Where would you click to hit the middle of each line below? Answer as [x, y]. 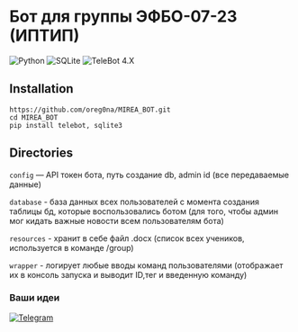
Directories [41, 153]
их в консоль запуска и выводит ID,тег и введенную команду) [128, 274]
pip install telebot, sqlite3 [66, 125]
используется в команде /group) [72, 247]
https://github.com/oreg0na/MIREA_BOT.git [90, 110]
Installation [41, 89]
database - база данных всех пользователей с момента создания [134, 202]
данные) [26, 184]
